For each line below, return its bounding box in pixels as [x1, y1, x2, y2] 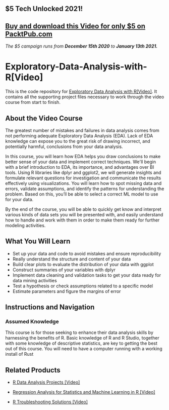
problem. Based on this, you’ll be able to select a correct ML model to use [5, 191, 158, 197]
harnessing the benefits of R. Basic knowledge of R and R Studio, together [5, 335, 160, 341]
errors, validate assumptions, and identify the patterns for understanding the [5, 185, 164, 192]
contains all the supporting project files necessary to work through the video [5, 94, 164, 100]
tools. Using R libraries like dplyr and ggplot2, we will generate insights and [5, 169, 161, 175]
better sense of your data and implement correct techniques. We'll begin [5, 159, 156, 165]
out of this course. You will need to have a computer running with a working [5, 346, 162, 352]
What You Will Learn [5, 237, 71, 246]
